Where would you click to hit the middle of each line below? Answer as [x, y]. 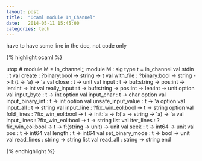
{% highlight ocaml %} [34, 57]
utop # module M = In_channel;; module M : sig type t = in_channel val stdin [100, 69]
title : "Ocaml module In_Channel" [51, 17]
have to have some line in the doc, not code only [67, 46]
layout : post [23, 12]
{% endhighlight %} [31, 151]
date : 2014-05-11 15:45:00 [43, 23]
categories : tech [28, 29]
